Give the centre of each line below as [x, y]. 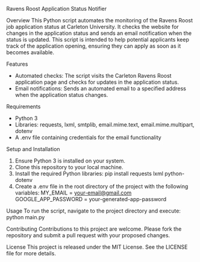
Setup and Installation [33, 149]
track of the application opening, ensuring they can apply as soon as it [94, 46]
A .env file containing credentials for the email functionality [88, 137]
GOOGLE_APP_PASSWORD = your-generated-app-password [91, 199]
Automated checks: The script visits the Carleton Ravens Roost [93, 76]
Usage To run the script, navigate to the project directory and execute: [93, 211]
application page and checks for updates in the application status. [97, 82]
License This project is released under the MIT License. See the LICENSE [97, 247]
